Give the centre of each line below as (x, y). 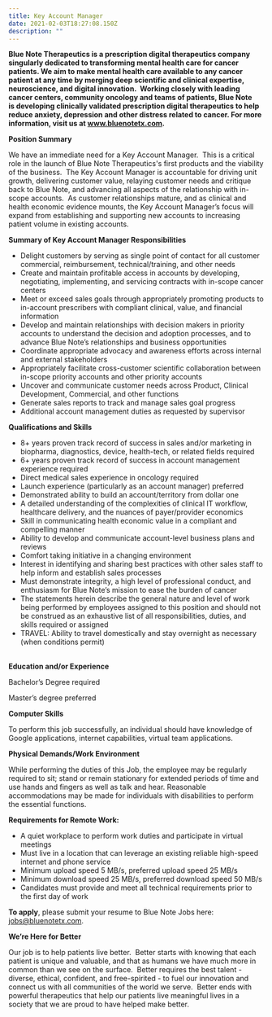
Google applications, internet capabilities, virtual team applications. (121, 739)
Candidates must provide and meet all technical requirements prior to (136, 888)
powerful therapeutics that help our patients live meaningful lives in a (124, 996)
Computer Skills (36, 714)
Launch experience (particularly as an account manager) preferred (132, 486)
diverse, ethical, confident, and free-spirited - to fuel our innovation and (129, 979)
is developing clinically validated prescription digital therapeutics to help (134, 106)
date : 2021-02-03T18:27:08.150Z (63, 24)
